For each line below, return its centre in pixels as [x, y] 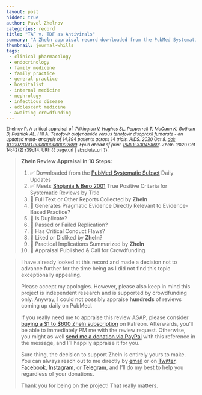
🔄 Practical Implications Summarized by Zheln [87, 244]
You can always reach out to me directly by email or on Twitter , [99, 361]
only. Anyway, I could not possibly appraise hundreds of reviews [101, 299]
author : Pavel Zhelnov [35, 23]
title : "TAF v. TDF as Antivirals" [51, 34]
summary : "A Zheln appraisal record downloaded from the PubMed [88, 40]
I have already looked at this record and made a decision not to [99, 262]
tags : [13, 51]
